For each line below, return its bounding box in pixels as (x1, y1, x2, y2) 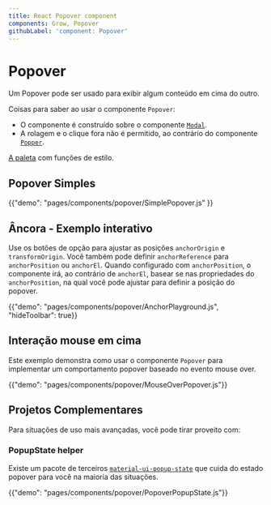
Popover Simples (8, 176, 96, 190)
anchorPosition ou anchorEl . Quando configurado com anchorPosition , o (8, 260, 252, 270)
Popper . (19, 137, 44, 147)
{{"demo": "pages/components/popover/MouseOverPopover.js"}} (8, 379, 228, 389)
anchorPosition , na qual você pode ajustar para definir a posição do (8, 277, 235, 287)
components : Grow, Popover (8, 19, 100, 28)
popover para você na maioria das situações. (8, 472, 159, 481)
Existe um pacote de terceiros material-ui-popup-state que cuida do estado (8, 463, 264, 473)
